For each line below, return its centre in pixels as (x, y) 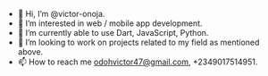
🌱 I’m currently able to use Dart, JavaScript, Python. (113, 33)
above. (30, 52)
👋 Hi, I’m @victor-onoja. (61, 14)
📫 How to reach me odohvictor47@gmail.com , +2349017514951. (138, 62)
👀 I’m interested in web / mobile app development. (110, 23)
